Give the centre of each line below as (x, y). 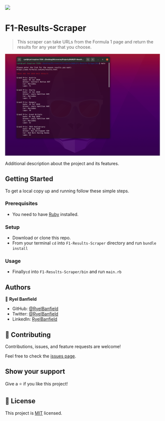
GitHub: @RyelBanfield (35, 309)
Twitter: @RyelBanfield (35, 314)
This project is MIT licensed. (34, 413)
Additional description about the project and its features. (62, 163)
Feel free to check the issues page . (41, 356)
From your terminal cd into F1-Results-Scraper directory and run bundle (84, 243)
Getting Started (29, 179)
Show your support (35, 371)
